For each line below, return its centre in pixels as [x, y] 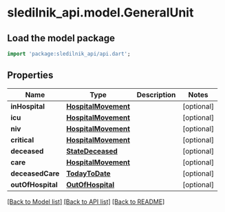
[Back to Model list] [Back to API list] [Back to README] [86, 202]
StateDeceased [92, 151]
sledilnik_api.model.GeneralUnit [100, 13]
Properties [30, 75]
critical [22, 140]
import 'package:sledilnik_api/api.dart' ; [69, 54]
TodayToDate [89, 173]
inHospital [28, 106]
